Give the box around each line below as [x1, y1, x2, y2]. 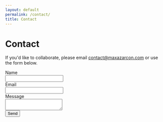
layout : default [5, 7, 39, 12]
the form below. [5, 60, 38, 66]
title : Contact [5, 16, 37, 21]
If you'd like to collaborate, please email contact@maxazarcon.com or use [5, 54, 158, 60]
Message [5, 93, 25, 99]
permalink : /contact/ [5, 12, 51, 17]
